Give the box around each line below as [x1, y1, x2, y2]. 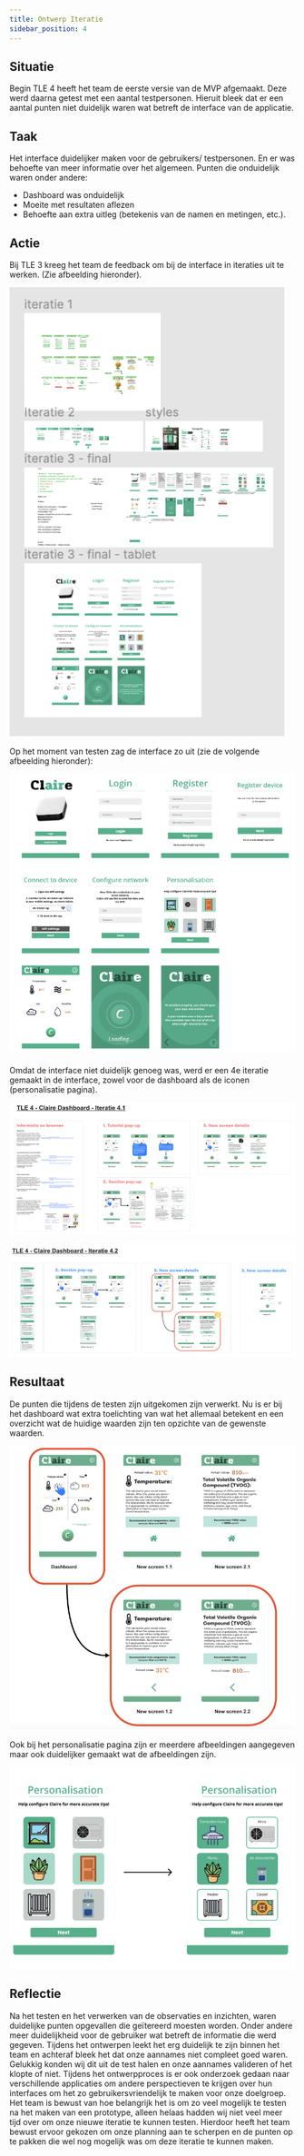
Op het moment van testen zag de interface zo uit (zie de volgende [9, 746, 260, 757]
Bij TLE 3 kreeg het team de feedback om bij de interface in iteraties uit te [9, 259, 284, 270]
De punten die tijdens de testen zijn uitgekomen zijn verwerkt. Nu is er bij [9, 1399, 283, 1409]
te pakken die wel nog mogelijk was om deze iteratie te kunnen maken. [9, 2135, 274, 2147]
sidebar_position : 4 [9, 24, 88, 34]
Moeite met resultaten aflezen [22, 200, 135, 211]
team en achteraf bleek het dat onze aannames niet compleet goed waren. [9, 2049, 289, 2060]
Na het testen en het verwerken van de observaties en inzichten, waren [9, 2010, 277, 2021]
